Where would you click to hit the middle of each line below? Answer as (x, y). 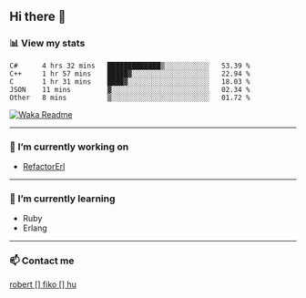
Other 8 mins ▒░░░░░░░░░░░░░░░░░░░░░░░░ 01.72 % (130, 98)
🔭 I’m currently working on (69, 147)
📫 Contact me (42, 261)
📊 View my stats (47, 44)
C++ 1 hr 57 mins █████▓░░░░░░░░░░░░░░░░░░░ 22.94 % (130, 74)
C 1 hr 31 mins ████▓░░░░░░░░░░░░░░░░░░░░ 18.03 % (130, 82)
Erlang (35, 228)
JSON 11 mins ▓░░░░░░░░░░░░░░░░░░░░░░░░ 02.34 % (130, 89)
